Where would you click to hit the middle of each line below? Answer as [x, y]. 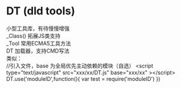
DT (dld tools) [41, 11]
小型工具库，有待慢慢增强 [38, 28]
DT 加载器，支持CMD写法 [38, 51]
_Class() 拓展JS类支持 [33, 36]
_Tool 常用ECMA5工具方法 [38, 43]
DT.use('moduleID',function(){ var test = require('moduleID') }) [83, 78]
